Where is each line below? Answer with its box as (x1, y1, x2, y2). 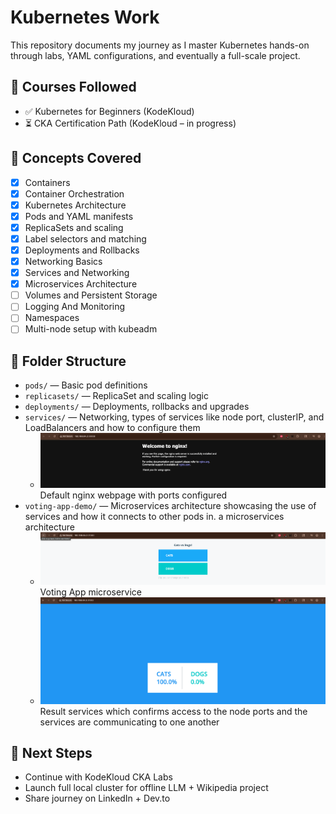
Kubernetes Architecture (24, 199, 127, 211)
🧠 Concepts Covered (10, 150, 142, 167)
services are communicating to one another (39, 716, 220, 728)
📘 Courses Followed (10, 79, 137, 96)
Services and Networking (24, 267, 130, 279)
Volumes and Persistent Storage (24, 289, 158, 301)
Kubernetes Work (10, 6, 160, 29)
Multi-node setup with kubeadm (24, 323, 158, 335)
